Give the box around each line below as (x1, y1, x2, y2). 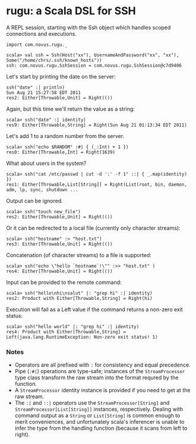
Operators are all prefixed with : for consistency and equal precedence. (14, 361, 191, 368)
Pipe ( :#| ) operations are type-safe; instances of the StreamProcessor (14, 368, 185, 375)
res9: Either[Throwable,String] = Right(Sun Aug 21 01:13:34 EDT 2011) (6, 122, 187, 128)
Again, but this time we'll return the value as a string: (6, 105, 135, 112)
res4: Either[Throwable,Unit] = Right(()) (6, 268, 113, 274)
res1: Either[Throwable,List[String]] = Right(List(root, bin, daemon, (6, 182, 187, 187)
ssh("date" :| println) (6, 85, 65, 90)
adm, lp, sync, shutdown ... (6, 186, 78, 193)
